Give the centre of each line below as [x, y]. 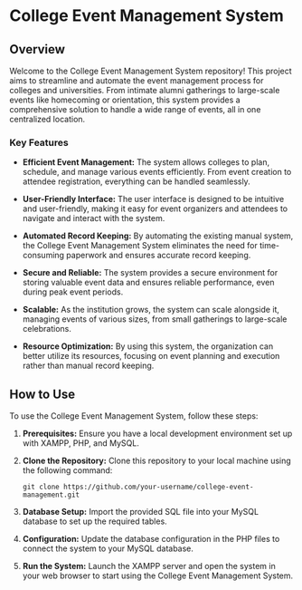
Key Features [39, 142]
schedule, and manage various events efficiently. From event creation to [157, 172]
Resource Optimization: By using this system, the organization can [148, 346]
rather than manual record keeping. [88, 366]
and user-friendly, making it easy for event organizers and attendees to [155, 208]
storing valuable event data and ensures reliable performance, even [148, 283]
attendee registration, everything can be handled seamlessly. [136, 181]
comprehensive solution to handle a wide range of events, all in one [135, 109]
